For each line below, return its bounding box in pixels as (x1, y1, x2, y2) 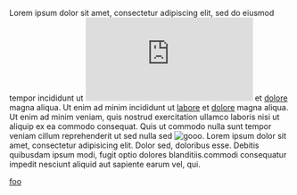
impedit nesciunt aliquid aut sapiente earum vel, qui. (9, 159, 201, 169)
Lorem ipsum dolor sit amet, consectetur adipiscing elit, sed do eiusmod (9, 8, 275, 18)
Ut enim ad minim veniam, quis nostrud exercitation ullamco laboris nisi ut (9, 111, 280, 122)
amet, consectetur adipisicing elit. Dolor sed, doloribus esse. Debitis (9, 140, 260, 150)
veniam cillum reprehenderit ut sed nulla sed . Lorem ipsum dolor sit (9, 131, 287, 141)
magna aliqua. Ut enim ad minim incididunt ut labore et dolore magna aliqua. (9, 102, 289, 112)
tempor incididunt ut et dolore (9, 93, 288, 103)
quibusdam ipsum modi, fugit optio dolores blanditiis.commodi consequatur (9, 150, 287, 159)
